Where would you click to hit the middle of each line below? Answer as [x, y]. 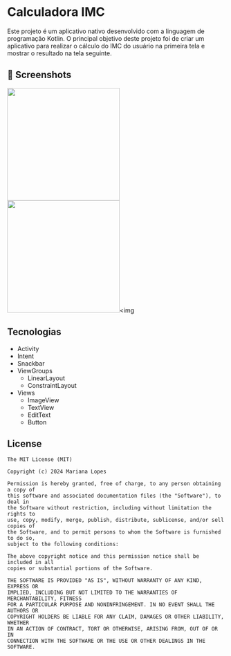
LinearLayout [46, 378]
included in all [30, 563]
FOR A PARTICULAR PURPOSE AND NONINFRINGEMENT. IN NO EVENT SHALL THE [111, 605]
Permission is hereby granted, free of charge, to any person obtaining [114, 484]
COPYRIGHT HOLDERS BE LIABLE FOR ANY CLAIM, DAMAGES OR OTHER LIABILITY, [116, 617]
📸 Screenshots [39, 75]
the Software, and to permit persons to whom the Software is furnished [114, 532]
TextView [41, 407]
